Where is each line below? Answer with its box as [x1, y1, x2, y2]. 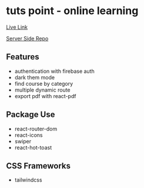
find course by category [14, 80, 73, 87]
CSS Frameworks [6, 160, 71, 171]
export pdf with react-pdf [14, 92, 76, 99]
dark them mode [14, 73, 55, 80]
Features [6, 52, 39, 62]
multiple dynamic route [14, 86, 71, 93]
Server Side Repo [6, 35, 49, 42]
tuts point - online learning [6, 4, 139, 18]
